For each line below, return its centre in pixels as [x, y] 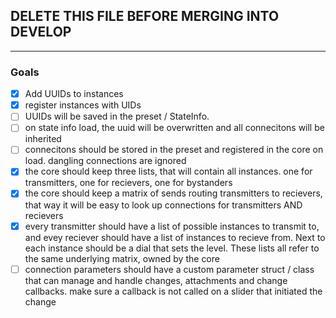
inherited [43, 139]
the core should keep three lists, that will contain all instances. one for [168, 171]
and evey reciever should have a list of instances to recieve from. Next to [175, 237]
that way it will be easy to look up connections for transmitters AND [163, 205]
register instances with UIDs [83, 105]
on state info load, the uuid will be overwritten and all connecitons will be [174, 128]
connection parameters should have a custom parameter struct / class [169, 269]
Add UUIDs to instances [74, 94]
